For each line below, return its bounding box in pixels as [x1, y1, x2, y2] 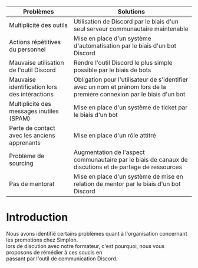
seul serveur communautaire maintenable [73, 25, 189, 33]
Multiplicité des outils [9, 21, 68, 29]
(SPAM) [9, 115, 31, 122]
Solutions [117, 8, 146, 15]
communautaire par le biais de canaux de [73, 156, 188, 163]
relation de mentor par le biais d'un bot [73, 180, 181, 187]
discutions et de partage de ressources [73, 163, 183, 171]
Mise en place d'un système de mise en [73, 173, 184, 180]
